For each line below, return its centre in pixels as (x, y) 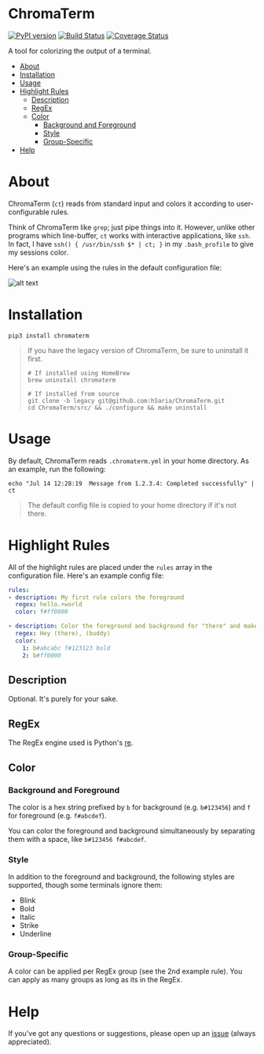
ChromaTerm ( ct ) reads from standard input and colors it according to (121, 203)
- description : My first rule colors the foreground (96, 597)
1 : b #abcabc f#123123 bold (66, 648)
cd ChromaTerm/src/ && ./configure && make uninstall (117, 408)
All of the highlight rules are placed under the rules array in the (110, 567)
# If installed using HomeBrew (79, 373)
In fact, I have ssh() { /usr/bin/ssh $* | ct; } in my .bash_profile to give (131, 244)
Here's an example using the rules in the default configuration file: (115, 267)
